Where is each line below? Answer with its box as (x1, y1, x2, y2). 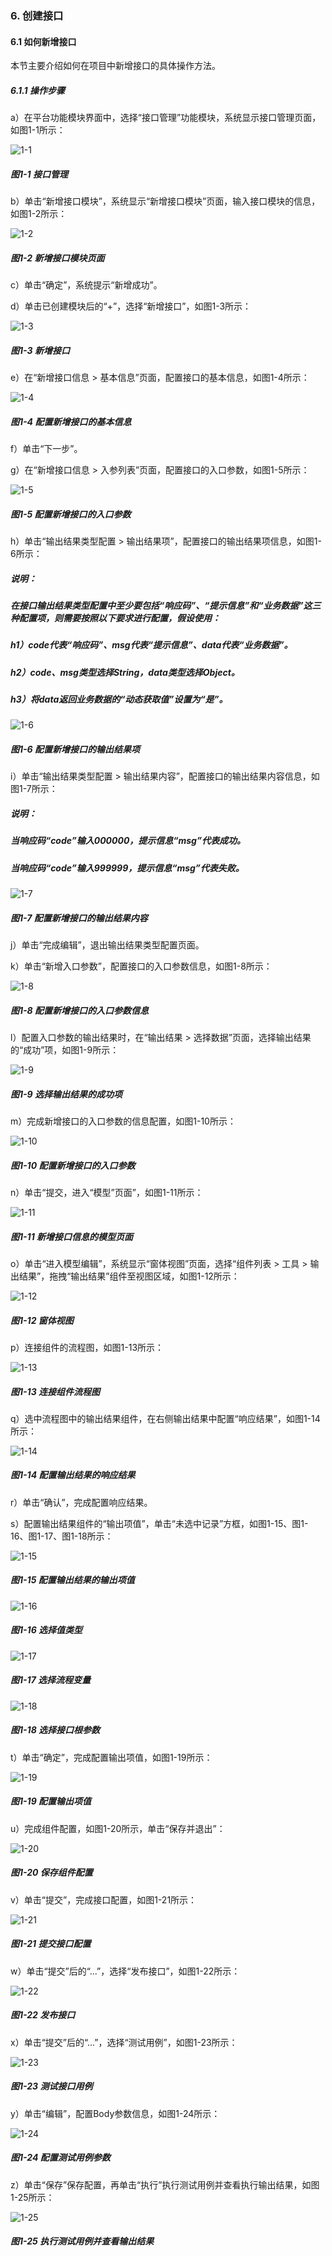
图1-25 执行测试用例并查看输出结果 (10, 2235, 155, 2247)
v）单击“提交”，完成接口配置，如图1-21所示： (10, 1893, 198, 1906)
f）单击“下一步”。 (10, 442, 83, 454)
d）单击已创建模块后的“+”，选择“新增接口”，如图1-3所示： (10, 300, 252, 312)
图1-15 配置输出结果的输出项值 (10, 1574, 135, 1586)
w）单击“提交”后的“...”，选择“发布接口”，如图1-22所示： (10, 1965, 241, 1977)
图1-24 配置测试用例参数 (10, 2152, 111, 2164)
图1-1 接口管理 (10, 168, 68, 180)
